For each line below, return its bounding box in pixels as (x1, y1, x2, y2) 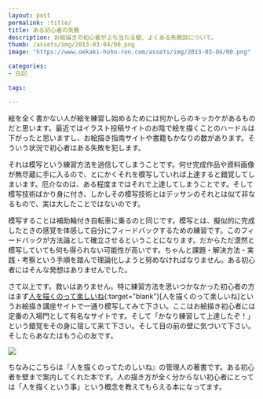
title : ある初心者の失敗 (8, 26, 80, 34)
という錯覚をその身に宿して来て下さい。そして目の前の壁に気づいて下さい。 (8, 320, 255, 331)
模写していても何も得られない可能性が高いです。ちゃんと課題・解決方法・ (8, 245, 247, 254)
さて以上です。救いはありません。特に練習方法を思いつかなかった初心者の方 (8, 281, 255, 291)
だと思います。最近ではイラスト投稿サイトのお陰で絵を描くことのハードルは (8, 123, 255, 132)
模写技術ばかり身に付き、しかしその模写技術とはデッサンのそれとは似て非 (8, 189, 249, 198)
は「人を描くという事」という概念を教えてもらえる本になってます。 (8, 382, 226, 391)
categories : (8, 62, 47, 71)
